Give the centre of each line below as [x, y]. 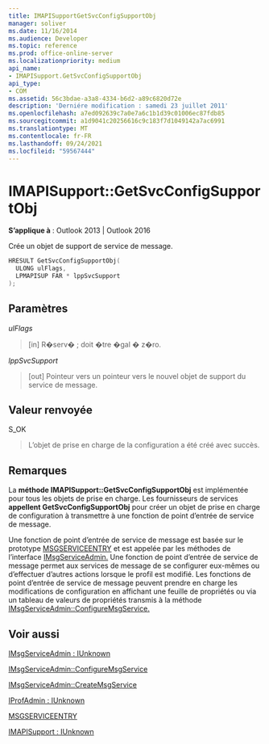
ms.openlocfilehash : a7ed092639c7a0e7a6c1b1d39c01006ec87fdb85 [117, 114]
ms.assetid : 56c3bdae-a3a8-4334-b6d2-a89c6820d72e [95, 99]
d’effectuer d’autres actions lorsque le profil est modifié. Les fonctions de [130, 574]
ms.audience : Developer [48, 38]
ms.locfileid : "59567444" [52, 151]
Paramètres [38, 309]
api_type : [25, 83]
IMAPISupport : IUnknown [51, 732]
